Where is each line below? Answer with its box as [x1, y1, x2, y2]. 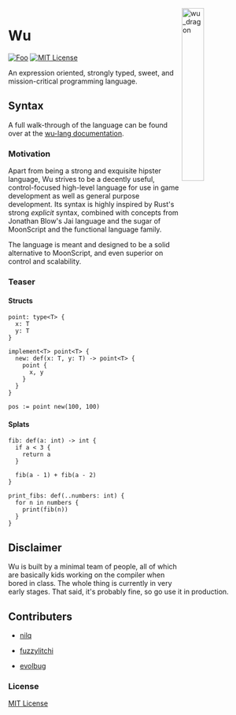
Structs [8, 295, 33, 306]
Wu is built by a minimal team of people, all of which [8, 562, 177, 572]
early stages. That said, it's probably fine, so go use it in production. [8, 587, 230, 597]
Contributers [8, 609, 73, 623]
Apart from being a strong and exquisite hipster [8, 166, 161, 176]
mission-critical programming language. [8, 76, 138, 86]
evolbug [19, 661, 46, 670]
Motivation [8, 148, 51, 159]
